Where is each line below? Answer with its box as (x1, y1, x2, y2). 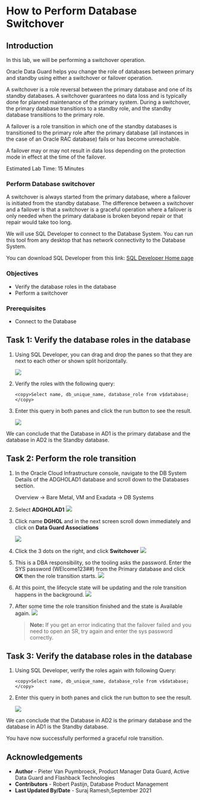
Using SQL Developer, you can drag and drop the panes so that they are (14, 351, 192, 358)
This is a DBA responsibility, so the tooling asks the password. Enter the (14, 559, 192, 566)
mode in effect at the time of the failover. (6, 153, 106, 160)
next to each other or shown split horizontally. (14, 357, 128, 365)
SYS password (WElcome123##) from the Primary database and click (14, 565, 186, 572)
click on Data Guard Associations (14, 524, 99, 531)
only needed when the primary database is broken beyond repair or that (6, 212, 183, 220)
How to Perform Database (6, 4, 137, 18)
